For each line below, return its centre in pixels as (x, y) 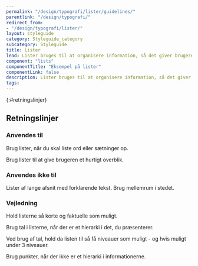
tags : (13, 83)
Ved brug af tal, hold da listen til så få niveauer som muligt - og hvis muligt (96, 239)
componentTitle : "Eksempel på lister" (54, 66)
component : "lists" (30, 61)
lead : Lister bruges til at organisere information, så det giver (89, 56)
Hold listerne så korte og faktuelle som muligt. (62, 216)
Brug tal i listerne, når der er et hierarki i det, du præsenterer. (80, 228)
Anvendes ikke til (32, 175)
